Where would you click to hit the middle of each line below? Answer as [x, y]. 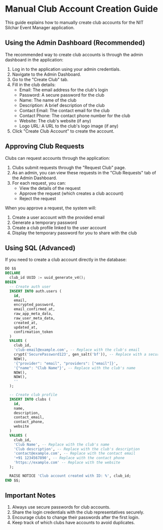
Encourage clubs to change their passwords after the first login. [76, 517]
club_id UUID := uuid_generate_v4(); [48, 278]
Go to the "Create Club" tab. [40, 79]
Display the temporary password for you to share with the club [74, 233]
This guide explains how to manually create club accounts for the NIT [74, 22]
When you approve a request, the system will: [51, 208]
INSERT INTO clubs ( [30, 399]
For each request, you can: [39, 183]
